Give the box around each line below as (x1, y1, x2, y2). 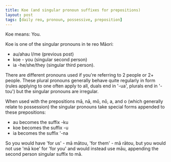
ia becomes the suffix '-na (12, 130, 69, 136)
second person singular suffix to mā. (5, 151, 83, 157)
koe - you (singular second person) (12, 57, 88, 63)
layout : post (5, 12, 33, 17)
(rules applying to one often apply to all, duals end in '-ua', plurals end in (5, 83, 158, 89)
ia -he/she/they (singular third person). (12, 62, 95, 68)
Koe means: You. (5, 31, 41, 38)
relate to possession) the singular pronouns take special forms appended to (5, 104, 165, 110)
